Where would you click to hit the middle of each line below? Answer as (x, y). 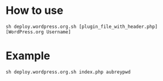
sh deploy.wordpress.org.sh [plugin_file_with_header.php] (82, 27)
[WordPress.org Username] (38, 32)
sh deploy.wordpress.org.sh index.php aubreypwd (68, 72)
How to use (35, 11)
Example (28, 56)
